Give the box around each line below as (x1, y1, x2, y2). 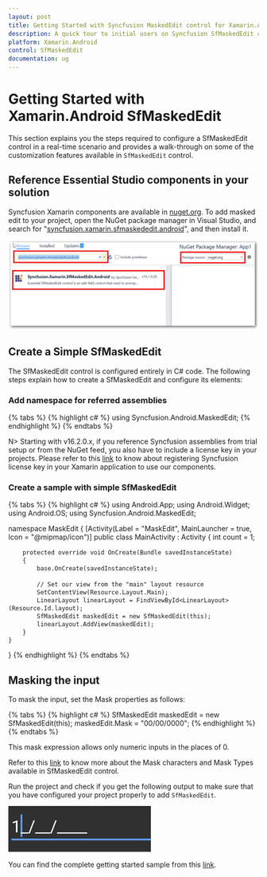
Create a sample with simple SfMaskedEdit (8, 482, 177, 493)
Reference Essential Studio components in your (8, 174, 249, 187)
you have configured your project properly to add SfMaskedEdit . (8, 790, 217, 800)
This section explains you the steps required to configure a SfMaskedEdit (8, 133, 248, 143)
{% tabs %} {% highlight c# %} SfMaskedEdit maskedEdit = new (8, 710, 220, 720)
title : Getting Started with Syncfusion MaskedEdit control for (8, 21, 226, 29)
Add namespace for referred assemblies (8, 394, 168, 405)
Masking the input (8, 673, 100, 687)
